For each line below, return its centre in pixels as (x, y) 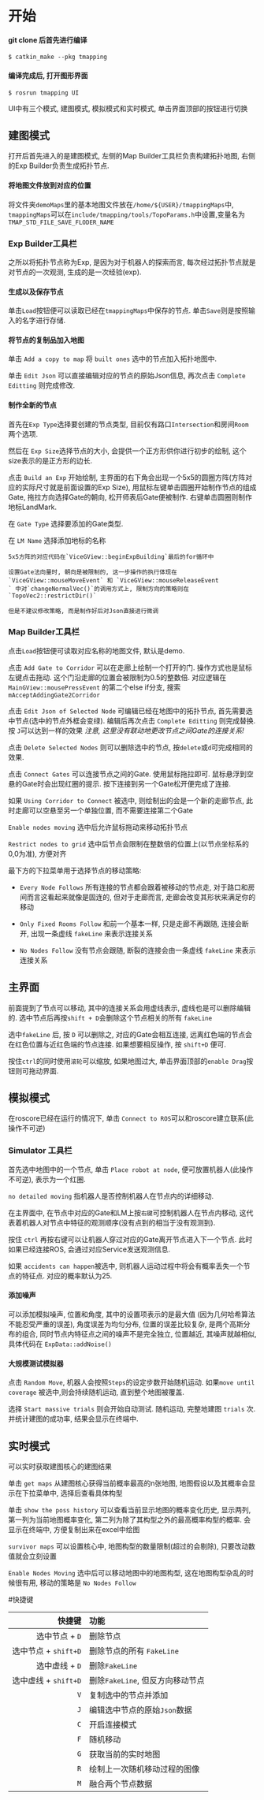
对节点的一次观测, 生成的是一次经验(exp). (75, 272)
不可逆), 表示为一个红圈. (47, 1179)
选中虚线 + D (59, 1665)
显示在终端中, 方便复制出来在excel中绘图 (74, 1529)
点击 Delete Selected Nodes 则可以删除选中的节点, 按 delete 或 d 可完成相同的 (131, 747)
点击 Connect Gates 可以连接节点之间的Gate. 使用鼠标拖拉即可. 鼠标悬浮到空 (131, 774)
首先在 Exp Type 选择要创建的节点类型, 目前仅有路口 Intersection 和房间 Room (128, 424)
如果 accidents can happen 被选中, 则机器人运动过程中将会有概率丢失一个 (126, 1266)
